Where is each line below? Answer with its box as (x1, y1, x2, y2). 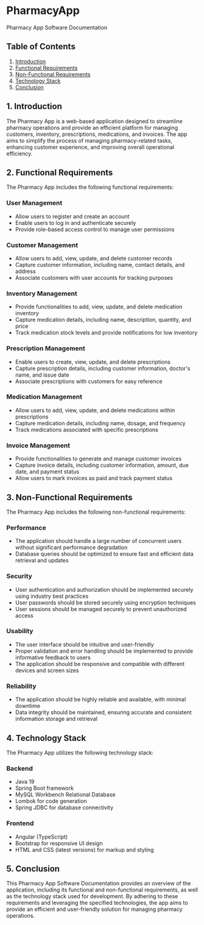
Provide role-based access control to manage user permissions (15, 225, 175, 233)
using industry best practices (15, 592, 89, 600)
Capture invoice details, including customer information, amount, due (15, 461, 189, 469)
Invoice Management (6, 441, 71, 450)
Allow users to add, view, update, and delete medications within (15, 406, 175, 414)
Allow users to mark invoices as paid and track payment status (15, 475, 172, 482)
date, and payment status (15, 468, 80, 475)
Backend (6, 764, 33, 773)
